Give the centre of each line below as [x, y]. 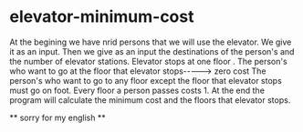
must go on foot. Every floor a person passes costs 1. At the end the [137, 90]
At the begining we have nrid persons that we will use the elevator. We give [151, 42]
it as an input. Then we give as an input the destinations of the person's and [152, 51]
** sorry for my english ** [58, 117]
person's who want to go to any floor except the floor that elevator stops [146, 80]
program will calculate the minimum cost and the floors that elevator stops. [150, 100]
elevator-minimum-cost [102, 17]
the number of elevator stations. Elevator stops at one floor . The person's [148, 61]
